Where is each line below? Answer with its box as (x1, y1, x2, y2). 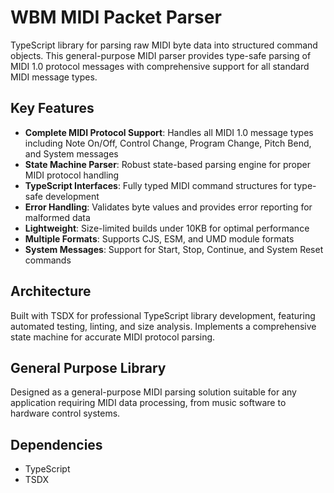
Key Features (10, 100, 95, 117)
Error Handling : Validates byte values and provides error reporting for (24, 201, 313, 213)
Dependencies (10, 436, 103, 453)
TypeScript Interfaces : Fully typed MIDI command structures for (24, 179, 292, 191)
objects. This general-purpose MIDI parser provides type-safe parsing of (10, 49, 312, 61)
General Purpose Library (10, 359, 167, 376)
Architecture (10, 283, 92, 300)
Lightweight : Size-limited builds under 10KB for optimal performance (24, 222, 310, 234)
